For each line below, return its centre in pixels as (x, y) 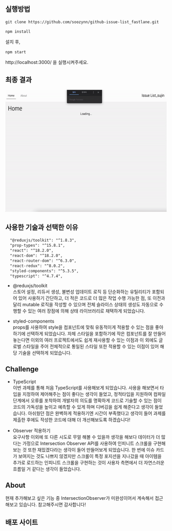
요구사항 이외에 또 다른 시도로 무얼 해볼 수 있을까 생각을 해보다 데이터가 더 (86, 437)
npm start (16, 52)
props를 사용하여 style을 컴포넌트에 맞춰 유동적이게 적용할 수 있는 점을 (83, 327)
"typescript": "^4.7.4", (36, 276)
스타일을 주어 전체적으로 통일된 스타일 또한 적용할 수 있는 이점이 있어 (91, 346)
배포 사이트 (22, 522)
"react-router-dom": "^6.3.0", (43, 261)
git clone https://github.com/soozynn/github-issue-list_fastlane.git (82, 22)
